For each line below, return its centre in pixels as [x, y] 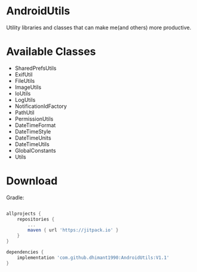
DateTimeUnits [33, 138]
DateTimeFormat [35, 125]
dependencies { [25, 252]
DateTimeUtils [32, 144]
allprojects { [24, 214]
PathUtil [24, 112]
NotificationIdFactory [41, 106]
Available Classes [51, 52]
